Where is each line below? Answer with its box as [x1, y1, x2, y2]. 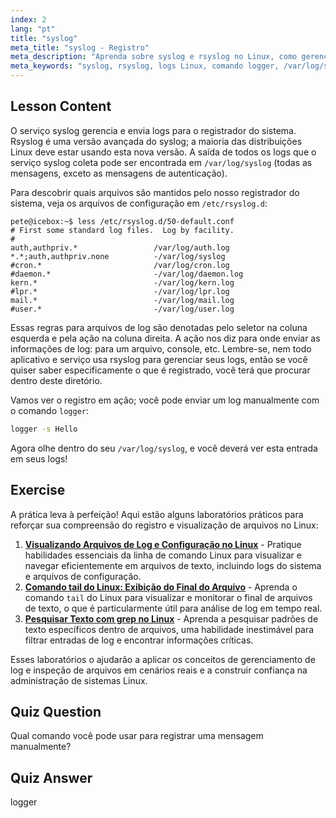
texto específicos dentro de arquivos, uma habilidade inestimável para [24, 623, 315, 635]
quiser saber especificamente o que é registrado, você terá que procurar [10, 364, 311, 376]
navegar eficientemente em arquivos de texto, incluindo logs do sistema [24, 559, 322, 571]
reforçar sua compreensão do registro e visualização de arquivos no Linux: [10, 519, 319, 531]
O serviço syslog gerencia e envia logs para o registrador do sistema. [10, 124, 297, 136]
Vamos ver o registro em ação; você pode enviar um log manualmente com [10, 394, 320, 406]
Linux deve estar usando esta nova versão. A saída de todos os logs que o [10, 146, 317, 158]
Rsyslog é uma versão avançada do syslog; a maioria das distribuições [10, 135, 303, 147]
